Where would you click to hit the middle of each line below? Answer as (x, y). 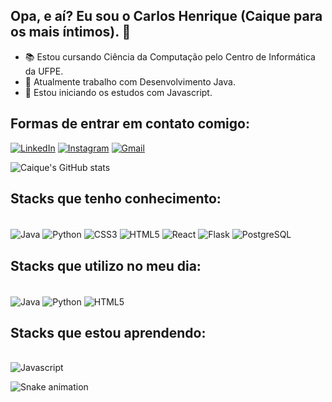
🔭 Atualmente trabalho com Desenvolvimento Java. (130, 81)
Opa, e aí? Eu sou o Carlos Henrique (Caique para (166, 16)
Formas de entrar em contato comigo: (130, 124)
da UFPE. (44, 71)
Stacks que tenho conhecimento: (116, 199)
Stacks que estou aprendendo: (108, 332)
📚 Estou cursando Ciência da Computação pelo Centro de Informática (170, 56)
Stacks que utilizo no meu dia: (106, 265)
